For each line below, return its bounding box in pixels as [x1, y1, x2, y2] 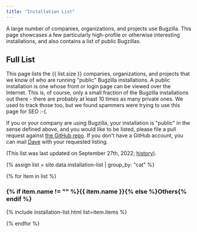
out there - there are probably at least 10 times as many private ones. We [6, 95, 183, 102]
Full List [6, 54, 35, 65]
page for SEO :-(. [6, 108, 48, 115]
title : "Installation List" [6, 8, 75, 15]
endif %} [6, 195, 32, 203]
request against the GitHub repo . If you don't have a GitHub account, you [6, 132, 184, 139]
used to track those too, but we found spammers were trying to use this [6, 102, 180, 109]
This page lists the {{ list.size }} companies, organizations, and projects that [6, 70, 190, 78]
